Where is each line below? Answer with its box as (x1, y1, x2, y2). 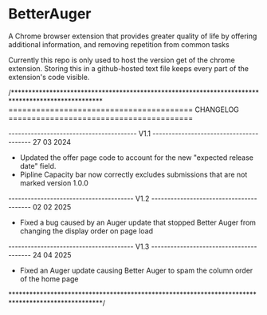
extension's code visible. (8, 72, 90, 82)
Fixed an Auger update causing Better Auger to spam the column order (19, 265, 253, 275)
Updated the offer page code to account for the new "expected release (19, 153, 253, 162)
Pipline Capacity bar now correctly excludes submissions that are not (19, 169, 248, 179)
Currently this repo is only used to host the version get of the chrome (8, 55, 235, 65)
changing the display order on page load (19, 225, 154, 236)
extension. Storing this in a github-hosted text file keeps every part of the (8, 63, 249, 73)
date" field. (19, 161, 57, 170)
